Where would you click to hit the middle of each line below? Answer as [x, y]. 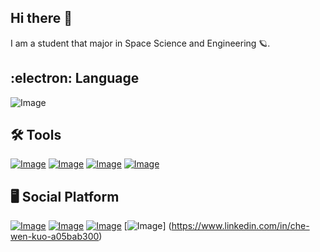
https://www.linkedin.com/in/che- [240, 226]
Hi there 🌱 [41, 18]
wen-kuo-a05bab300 [55, 237]
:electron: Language [75, 78]
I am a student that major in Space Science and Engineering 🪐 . [140, 43]
